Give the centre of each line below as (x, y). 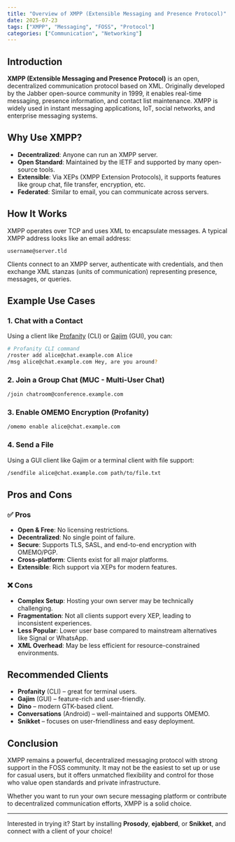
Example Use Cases (51, 301)
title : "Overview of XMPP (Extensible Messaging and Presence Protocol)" (117, 14)
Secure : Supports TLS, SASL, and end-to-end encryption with (107, 545)
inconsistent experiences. (55, 623)
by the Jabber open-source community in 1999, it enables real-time (105, 94)
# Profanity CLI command (43, 349)
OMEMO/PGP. (37, 552)
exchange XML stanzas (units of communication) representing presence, (112, 271)
